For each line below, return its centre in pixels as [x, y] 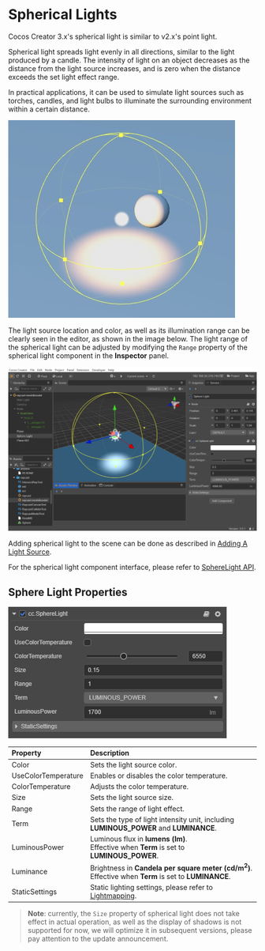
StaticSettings [34, 892]
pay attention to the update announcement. [98, 938]
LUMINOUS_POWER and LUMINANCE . [153, 828]
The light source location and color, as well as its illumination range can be [129, 330]
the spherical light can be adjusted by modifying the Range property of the [128, 347]
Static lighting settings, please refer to [151, 888]
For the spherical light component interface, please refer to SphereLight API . [132, 568]
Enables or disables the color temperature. [159, 776]
